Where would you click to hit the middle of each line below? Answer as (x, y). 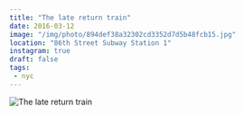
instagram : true (40, 51)
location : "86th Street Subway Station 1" (90, 43)
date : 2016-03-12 (42, 26)
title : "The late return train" (70, 18)
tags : (19, 68)
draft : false (34, 59)
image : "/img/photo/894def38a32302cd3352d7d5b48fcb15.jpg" (123, 34)
